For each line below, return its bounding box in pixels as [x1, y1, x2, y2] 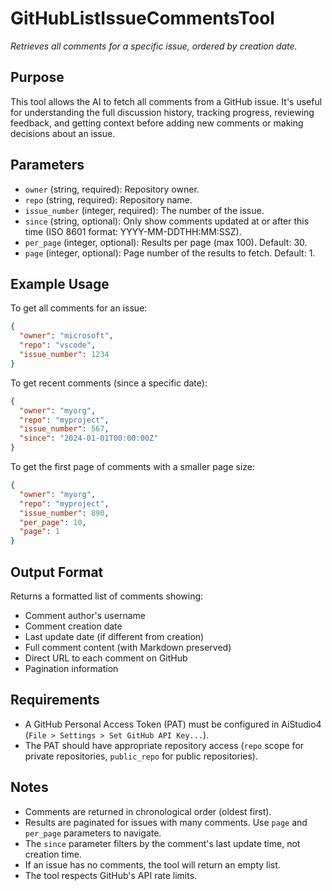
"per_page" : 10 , [19, 517, 87, 527]
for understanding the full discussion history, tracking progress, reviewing [10, 106, 315, 118]
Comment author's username [24, 609, 146, 621]
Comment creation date [24, 620, 123, 632]
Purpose [10, 69, 65, 86]
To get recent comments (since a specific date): [10, 377, 208, 389]
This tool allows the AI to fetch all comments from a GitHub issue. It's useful [10, 95, 323, 107]
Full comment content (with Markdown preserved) [24, 641, 232, 653]
